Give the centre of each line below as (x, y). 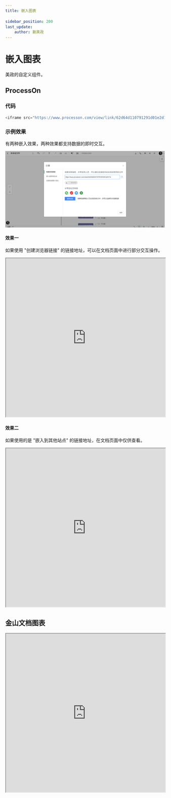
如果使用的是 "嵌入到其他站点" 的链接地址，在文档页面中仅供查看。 (75, 440)
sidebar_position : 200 (29, 21)
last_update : (19, 27)
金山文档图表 (25, 623)
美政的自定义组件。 (25, 75)
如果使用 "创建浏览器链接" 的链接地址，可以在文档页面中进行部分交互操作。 (84, 250)
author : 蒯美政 (29, 32)
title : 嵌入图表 (21, 11)
